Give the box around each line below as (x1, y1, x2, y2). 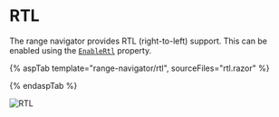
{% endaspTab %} (9, 80, 78, 91)
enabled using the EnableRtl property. (9, 44, 152, 55)
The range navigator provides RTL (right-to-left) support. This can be (9, 35, 268, 46)
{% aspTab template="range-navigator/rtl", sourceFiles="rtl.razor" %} (9, 63, 270, 73)
